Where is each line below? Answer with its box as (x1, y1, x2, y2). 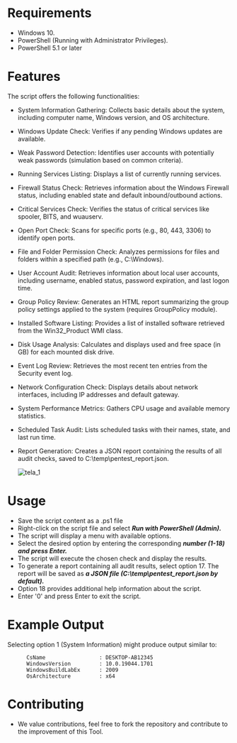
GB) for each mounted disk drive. (17, 347, 115, 356)
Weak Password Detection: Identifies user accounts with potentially (17, 148, 214, 157)
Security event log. (17, 369, 73, 377)
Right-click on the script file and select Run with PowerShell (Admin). (17, 524, 221, 532)
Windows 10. (17, 28, 55, 37)
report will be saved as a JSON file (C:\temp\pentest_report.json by (17, 569, 219, 577)
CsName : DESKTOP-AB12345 (25, 653, 154, 661)
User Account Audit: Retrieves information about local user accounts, (17, 269, 220, 277)
